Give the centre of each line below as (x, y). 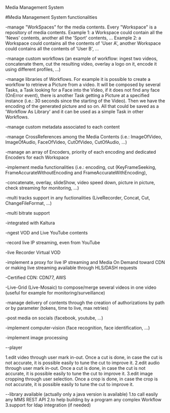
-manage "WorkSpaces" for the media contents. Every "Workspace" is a (81, 27)
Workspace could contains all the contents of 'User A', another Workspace (83, 43)
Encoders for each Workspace (37, 157)
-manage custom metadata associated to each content (63, 127)
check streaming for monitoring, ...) (42, 188)
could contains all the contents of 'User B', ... (52, 49)
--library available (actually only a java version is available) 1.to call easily (82, 394)
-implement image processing (37, 337)
